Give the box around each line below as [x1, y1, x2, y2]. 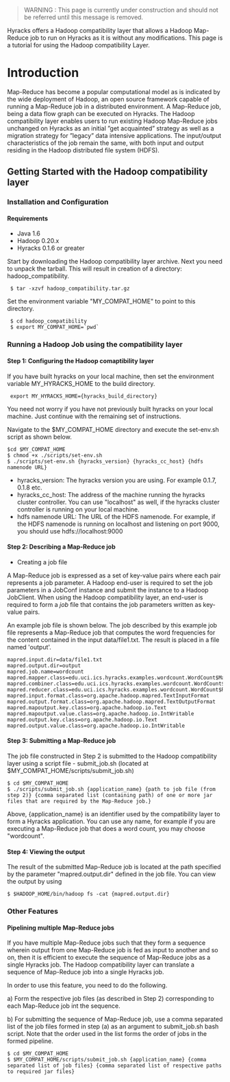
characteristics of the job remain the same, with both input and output [7, 139, 204, 147]
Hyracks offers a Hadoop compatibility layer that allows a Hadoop [7, 27, 193, 34]
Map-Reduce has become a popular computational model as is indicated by [7, 87, 220, 95]
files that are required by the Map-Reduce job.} [7, 798, 152, 805]
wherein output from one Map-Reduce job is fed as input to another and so [7, 946, 218, 954]
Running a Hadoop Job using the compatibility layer [7, 340, 183, 349]
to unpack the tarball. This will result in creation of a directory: [7, 264, 183, 273]
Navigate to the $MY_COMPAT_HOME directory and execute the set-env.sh [7, 425, 219, 433]
